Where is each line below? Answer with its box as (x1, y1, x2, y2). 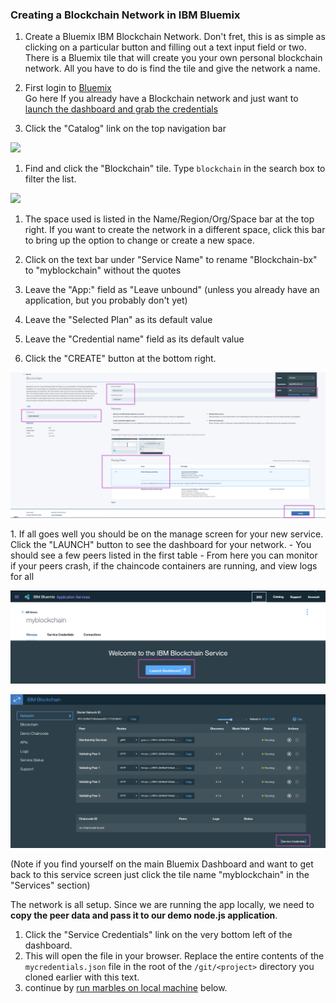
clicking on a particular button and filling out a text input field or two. (24, 41, 307, 53)
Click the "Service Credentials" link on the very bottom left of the (24, 928, 293, 940)
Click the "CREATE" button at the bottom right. (24, 353, 217, 365)
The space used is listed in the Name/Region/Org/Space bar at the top (24, 213, 315, 225)
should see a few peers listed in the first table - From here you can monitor (10, 549, 318, 561)
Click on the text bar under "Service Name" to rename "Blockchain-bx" (24, 254, 318, 266)
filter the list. (24, 173, 77, 185)
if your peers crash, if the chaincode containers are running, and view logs (10, 559, 318, 572)
